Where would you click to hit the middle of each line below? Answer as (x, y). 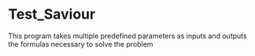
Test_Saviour (52, 14)
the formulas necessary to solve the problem (81, 44)
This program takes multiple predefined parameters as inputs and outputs (128, 36)
